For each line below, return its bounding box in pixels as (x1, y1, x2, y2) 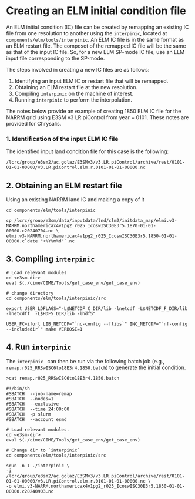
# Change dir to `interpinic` (6, 447, 80, 453)
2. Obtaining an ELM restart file (6, 180, 122, 190)
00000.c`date (6, 238, 38, 244)
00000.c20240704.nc (6, 228, 54, 234)
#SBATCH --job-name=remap (6, 390, 72, 397)
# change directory (6, 290, 54, 296)
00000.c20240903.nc (6, 488, 54, 494)
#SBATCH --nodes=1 (6, 396, 54, 402)
